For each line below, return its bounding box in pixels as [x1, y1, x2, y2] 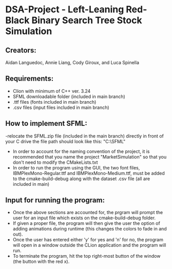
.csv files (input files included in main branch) [12, 104, 109, 110]
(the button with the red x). [12, 258, 70, 265]
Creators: [5, 46, 37, 54]
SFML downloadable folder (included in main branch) [12, 93, 126, 100]
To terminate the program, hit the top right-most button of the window [12, 253, 161, 259]
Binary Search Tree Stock [31, 14, 142, 26]
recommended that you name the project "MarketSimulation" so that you [12, 153, 167, 160]
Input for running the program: [5, 196, 105, 205]
